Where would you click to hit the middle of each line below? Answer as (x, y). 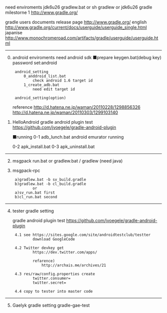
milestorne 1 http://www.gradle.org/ (42, 12)
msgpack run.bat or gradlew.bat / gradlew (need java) (67, 161)
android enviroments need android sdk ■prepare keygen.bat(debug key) (87, 57)
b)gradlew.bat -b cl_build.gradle (50, 184)
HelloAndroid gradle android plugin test (52, 122)
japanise (14, 33)
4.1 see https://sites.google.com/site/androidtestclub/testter (83, 235)
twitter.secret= (49, 283)
